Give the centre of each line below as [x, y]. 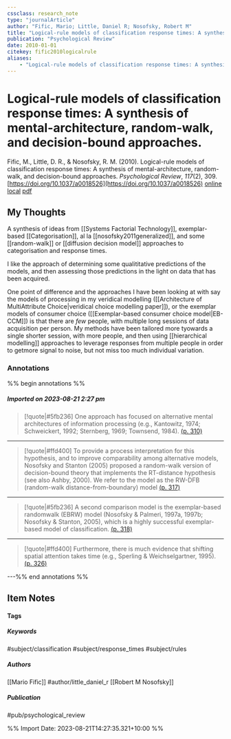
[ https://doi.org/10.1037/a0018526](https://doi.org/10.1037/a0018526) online [114, 184]
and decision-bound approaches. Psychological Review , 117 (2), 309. [121, 176]
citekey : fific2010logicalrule [52, 52]
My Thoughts [37, 212]
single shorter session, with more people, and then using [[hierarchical [107, 336]
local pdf [20, 190]
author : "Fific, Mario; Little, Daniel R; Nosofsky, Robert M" [100, 26]
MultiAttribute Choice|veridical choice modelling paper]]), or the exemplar [112, 307]
